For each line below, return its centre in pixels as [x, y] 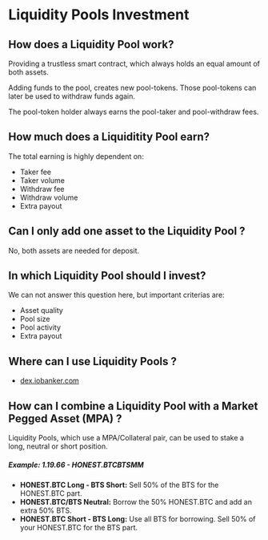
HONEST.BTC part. [51, 493]
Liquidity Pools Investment [99, 15]
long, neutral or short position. [58, 446]
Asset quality [42, 311]
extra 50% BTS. [46, 510]
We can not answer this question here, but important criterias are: [117, 295]
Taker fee [36, 172]
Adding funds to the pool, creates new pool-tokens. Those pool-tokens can [132, 87]
